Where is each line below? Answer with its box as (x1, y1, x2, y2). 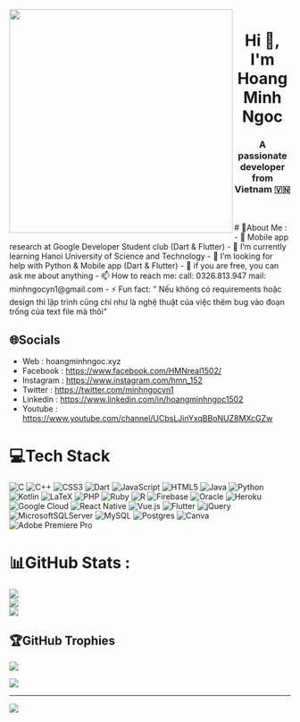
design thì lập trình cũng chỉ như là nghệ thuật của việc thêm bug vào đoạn (9, 297, 286, 308)
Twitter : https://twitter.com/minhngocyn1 (21, 385, 174, 395)
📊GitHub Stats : (9, 553, 131, 573)
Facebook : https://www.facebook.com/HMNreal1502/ (21, 366, 221, 377)
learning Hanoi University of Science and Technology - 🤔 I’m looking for (9, 251, 273, 262)
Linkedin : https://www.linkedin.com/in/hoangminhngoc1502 (21, 394, 244, 405)
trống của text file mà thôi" (9, 306, 107, 317)
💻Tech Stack (9, 446, 111, 466)
